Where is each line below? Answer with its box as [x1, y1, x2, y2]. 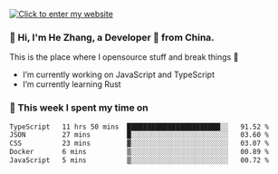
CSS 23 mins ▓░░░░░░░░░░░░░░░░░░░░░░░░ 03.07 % [9, 139, 270, 149]
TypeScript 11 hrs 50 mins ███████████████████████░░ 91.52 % [9, 122, 270, 131]
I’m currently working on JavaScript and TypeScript [22, 69, 216, 81]
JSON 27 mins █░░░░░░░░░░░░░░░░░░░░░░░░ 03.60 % [9, 130, 270, 140]
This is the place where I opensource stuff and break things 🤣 [9, 52, 239, 63]
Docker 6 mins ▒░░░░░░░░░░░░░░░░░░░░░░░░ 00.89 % [9, 148, 270, 157]
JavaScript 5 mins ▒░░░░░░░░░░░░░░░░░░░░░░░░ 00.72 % [9, 156, 270, 165]
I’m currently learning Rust [22, 79, 121, 90]
